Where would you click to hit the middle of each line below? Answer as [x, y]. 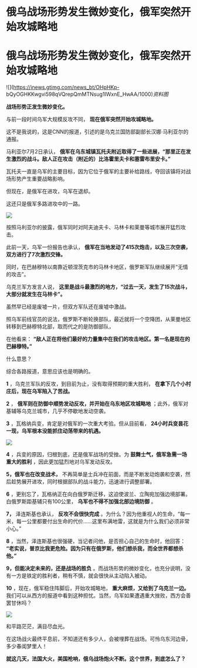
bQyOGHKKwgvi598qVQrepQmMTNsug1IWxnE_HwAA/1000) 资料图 [87, 94]
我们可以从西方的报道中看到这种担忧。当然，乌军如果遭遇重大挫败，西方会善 [98, 596]
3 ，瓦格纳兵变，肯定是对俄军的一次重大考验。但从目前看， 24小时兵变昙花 [97, 423]
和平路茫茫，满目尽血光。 [37, 626]
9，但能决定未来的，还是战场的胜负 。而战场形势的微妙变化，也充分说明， [96, 569]
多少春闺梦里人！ [27, 646]
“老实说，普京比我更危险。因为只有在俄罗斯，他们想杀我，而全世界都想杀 [95, 549]
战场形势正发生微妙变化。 [37, 107]
